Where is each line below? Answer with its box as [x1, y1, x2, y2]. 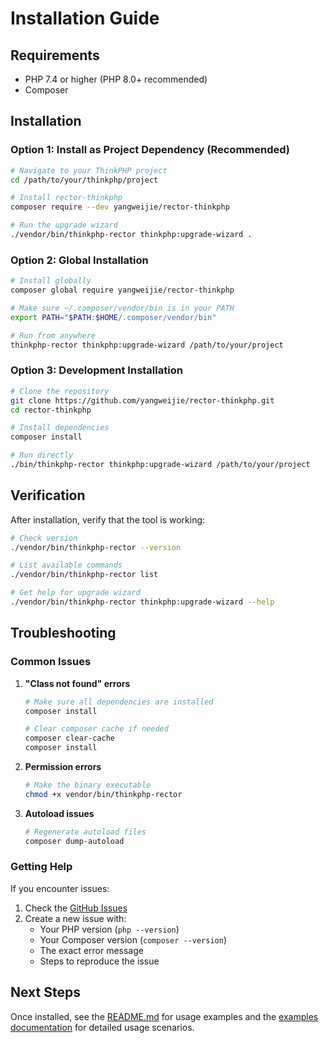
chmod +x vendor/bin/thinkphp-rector [24, 789, 183, 799]
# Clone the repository [10, 386, 110, 396]
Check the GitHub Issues [24, 902, 128, 914]
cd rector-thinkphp [10, 405, 92, 415]
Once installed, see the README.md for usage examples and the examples [10, 1010, 319, 1022]
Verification [10, 487, 86, 504]
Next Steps [10, 984, 81, 1001]
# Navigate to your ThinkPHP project [10, 165, 168, 176]
